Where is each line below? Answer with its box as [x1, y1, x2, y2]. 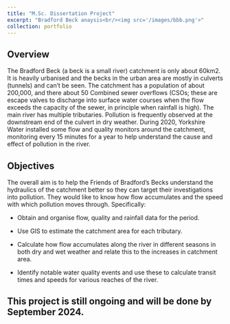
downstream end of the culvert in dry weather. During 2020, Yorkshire [7, 118, 206, 126]
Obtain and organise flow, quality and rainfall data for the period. [16, 214, 200, 221]
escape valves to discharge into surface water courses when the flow [7, 96, 205, 104]
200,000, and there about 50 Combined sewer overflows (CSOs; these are [7, 89, 218, 97]
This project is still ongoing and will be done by [7, 296, 212, 307]
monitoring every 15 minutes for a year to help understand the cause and [7, 132, 213, 141]
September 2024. [7, 306, 84, 318]
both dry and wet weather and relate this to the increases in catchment [16, 247, 218, 256]
